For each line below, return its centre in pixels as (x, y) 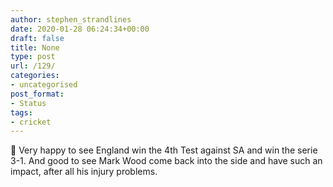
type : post (33, 57)
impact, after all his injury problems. (84, 172)
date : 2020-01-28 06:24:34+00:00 (80, 29)
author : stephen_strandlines (71, 19)
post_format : (37, 94)
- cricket (31, 122)
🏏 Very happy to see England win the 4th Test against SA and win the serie (164, 150)
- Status (28, 103)
